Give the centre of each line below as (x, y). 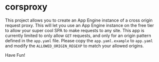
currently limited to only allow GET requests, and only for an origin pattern (78, 36)
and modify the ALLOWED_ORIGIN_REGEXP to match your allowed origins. (75, 46)
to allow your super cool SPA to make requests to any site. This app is (75, 30)
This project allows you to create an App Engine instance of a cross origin (79, 20)
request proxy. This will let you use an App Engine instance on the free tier (79, 25)
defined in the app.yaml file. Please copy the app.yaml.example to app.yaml (79, 40)
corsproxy (26, 7)
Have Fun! (15, 55)
